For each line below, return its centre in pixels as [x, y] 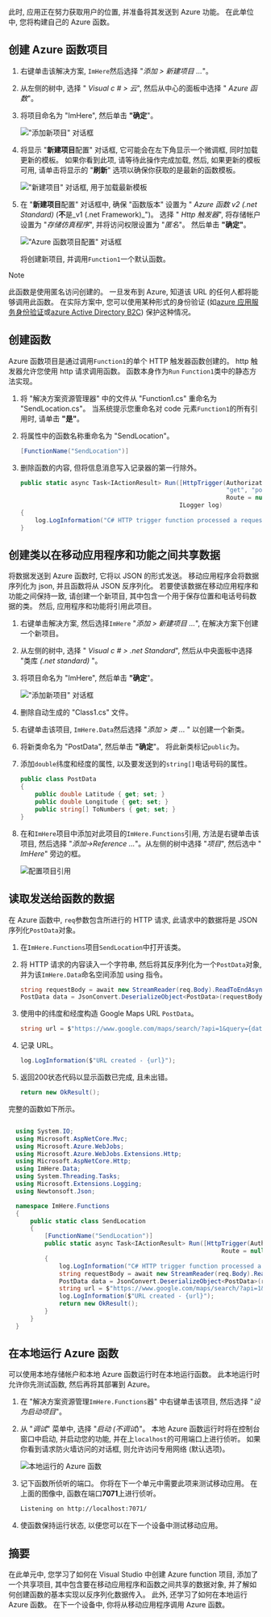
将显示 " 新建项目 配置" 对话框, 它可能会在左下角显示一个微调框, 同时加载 [139, 150]
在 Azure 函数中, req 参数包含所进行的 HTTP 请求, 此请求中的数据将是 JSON [133, 919]
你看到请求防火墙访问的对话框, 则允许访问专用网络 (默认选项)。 [125, 1449]
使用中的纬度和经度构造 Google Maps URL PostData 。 [109, 1014]
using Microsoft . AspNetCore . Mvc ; [72, 1138]
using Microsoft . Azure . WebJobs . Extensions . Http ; [99, 1154]
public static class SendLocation [88, 1221]
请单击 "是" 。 [61, 418]
